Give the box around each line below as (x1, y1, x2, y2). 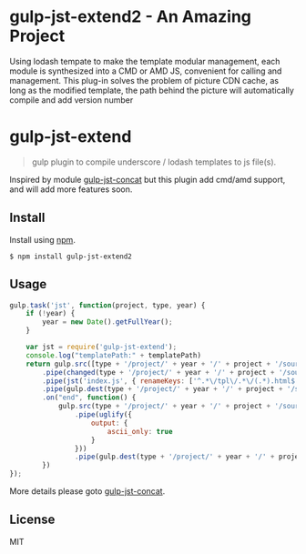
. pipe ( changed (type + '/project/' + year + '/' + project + (42, 368, 275, 377)
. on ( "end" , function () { (42, 393, 137, 402)
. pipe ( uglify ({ (74, 410, 132, 419)
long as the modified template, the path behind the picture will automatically (9, 85, 294, 96)
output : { (90, 418, 128, 428)
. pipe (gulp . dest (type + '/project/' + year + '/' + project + (42, 385, 283, 394)
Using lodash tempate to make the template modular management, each (9, 55, 280, 66)
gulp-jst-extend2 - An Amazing (9, 6, 252, 27)
